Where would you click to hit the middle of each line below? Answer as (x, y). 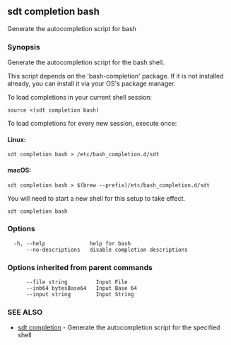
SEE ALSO (25, 312)
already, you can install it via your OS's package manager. (91, 83)
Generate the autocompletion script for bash (72, 28)
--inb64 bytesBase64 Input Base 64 (82, 288)
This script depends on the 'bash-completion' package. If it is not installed (115, 76)
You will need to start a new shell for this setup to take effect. (96, 198)
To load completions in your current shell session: (80, 98)
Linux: (17, 139)
